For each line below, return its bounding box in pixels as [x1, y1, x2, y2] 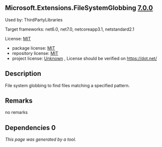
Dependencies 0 [5, 124, 56, 132]
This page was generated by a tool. [5, 136, 76, 143]
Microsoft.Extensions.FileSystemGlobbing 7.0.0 [5, 4, 153, 12]
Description [5, 70, 41, 78]
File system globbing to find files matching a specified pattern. [5, 82, 130, 88]
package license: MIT [12, 45, 55, 51]
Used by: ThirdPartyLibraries [5, 17, 63, 22]
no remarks [5, 110, 28, 115]
